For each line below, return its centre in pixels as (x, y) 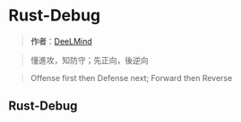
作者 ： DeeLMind (61, 41)
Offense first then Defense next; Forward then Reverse (131, 77)
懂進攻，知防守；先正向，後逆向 (89, 60)
